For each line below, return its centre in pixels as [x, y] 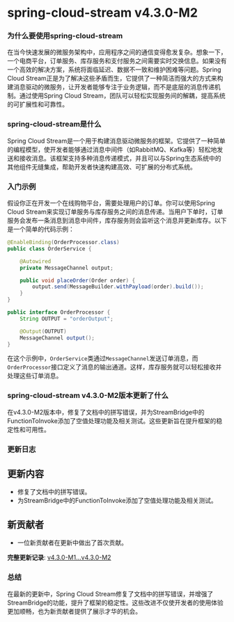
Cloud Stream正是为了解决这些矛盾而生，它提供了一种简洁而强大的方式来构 [115, 79]
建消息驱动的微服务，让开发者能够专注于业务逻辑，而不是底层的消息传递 [111, 87]
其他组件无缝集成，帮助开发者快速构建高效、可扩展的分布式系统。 [102, 167]
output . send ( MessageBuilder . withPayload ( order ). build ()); [118, 287]
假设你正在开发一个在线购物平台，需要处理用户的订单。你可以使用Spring [111, 203]
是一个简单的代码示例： [41, 229]
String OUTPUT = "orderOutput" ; [67, 319]
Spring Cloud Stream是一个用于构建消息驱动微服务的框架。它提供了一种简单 [116, 141]
